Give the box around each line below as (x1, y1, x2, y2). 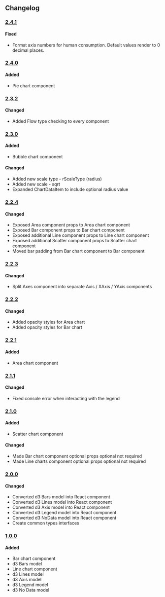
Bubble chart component (12, 153, 63, 159)
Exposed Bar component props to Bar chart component (12, 227, 125, 233)
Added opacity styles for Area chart (12, 319, 85, 325)
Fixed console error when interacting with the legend (12, 395, 120, 401)
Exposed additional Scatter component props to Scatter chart (12, 238, 137, 244)
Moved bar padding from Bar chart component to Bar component (12, 248, 145, 254)
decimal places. (12, 47, 44, 53)
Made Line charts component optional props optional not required (12, 458, 146, 464)
